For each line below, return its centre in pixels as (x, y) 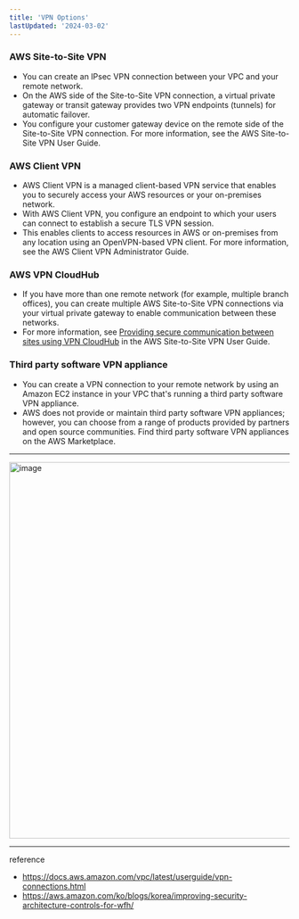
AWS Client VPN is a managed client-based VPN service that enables (149, 186)
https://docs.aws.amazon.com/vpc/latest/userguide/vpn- (127, 876)
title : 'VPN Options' (49, 17)
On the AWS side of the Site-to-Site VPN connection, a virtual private (149, 95)
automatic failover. (56, 114)
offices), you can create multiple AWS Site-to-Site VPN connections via (153, 303)
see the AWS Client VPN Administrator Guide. (105, 252)
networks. (40, 323)
